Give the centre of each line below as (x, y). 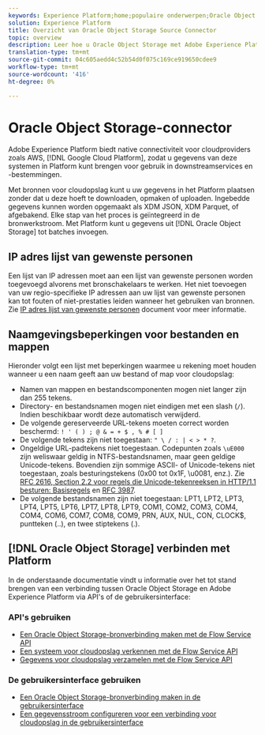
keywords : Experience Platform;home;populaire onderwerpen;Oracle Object (132, 15)
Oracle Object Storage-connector (120, 128)
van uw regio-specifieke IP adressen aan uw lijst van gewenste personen (127, 292)
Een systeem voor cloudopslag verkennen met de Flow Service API (129, 651)
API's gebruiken (39, 617)
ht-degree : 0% (32, 81)
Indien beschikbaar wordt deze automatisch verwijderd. (110, 415)
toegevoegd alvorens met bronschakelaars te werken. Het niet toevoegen (127, 285)
